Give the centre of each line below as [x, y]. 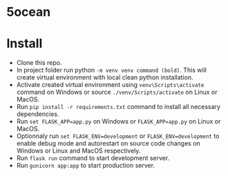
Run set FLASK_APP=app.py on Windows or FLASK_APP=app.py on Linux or [118, 121]
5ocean [29, 12]
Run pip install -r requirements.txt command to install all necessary [118, 107]
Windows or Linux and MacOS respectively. [78, 151]
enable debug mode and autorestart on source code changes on [108, 144]
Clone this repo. [39, 63]
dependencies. [38, 114]
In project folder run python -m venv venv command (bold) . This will [111, 70]
